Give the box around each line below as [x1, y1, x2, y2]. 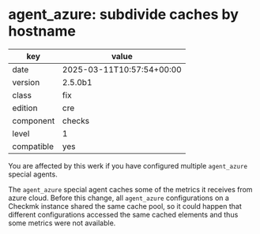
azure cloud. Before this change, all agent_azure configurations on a [8, 193, 229, 202]
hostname [8, 22, 77, 40]
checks [62, 115, 89, 126]
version [12, 76, 40, 87]
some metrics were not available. [8, 218, 116, 228]
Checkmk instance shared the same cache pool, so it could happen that [8, 201, 243, 210]
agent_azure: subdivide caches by [8, 6, 239, 24]
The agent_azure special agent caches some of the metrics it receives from [8, 184, 253, 194]
